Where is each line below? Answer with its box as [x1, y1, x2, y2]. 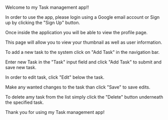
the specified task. [5, 99, 44, 105]
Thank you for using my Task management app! [5, 109, 105, 115]
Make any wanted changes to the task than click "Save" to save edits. [5, 84, 151, 90]
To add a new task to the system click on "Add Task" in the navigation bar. [5, 49, 160, 55]
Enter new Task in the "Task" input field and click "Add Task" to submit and [5, 59, 162, 65]
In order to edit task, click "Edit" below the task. [5, 74, 105, 80]
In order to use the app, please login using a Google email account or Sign [5, 14, 160, 20]
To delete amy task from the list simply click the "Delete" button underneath [5, 94, 163, 100]
